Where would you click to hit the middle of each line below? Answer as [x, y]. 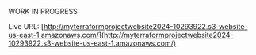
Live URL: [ [26, 26]
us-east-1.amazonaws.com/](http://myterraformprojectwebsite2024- [121, 35]
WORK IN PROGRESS [43, 11]
